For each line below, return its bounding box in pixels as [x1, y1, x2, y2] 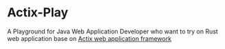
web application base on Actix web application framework [7, 34, 172, 42]
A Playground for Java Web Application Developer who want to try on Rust [7, 27, 218, 35]
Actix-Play [7, 5, 69, 20]
